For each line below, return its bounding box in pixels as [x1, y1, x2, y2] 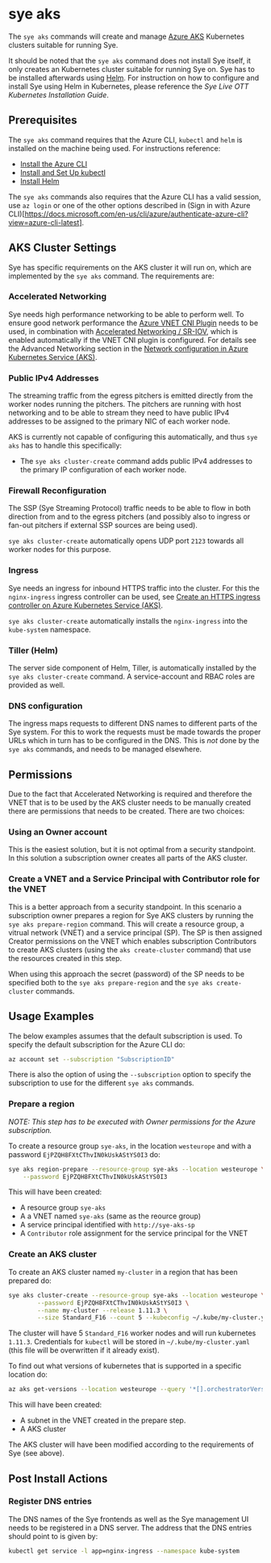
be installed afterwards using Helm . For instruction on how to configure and [8, 73, 260, 82]
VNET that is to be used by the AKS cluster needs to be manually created [8, 798, 252, 808]
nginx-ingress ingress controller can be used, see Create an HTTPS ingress [8, 591, 261, 601]
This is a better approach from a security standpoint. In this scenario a [8, 901, 242, 912]
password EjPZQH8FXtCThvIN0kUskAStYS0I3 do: [8, 1149, 161, 1159]
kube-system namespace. [8, 625, 91, 634]
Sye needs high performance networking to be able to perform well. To [8, 309, 244, 319]
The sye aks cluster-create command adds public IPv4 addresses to [19, 457, 252, 466]
